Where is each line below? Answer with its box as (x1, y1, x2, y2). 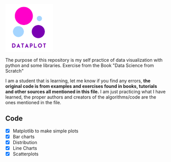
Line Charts (12, 145, 37, 151)
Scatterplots (12, 151, 39, 157)
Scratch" (5, 67, 24, 74)
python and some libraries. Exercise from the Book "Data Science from (5, 62, 154, 68)
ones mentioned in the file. (5, 99, 61, 105)
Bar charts (12, 133, 35, 140)
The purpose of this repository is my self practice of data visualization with (5, 57, 163, 63)
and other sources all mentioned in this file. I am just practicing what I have (5, 88, 166, 95)
